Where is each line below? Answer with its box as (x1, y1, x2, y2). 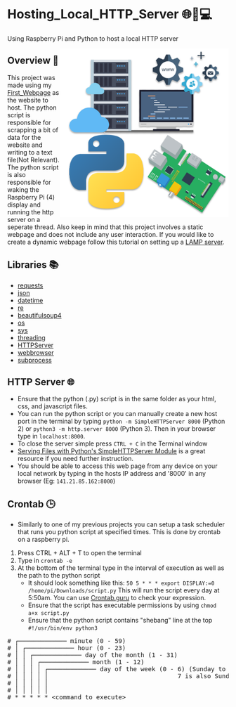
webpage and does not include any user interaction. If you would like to (7, 230, 214, 238)
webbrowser (17, 348, 54, 356)
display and (7, 200, 41, 209)
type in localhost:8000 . (17, 432, 86, 441)
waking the (7, 185, 40, 194)
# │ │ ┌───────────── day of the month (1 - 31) (7, 651, 178, 659)
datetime (17, 296, 44, 304)
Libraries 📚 (7, 259, 59, 271)
